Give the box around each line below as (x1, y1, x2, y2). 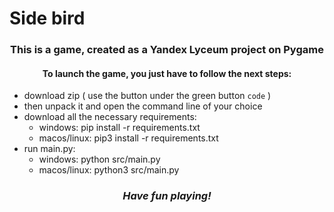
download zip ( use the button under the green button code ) (23, 90, 272, 102)
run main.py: (23, 143, 76, 155)
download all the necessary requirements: (23, 111, 197, 123)
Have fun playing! (122, 189, 212, 203)
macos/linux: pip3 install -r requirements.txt (38, 132, 219, 144)
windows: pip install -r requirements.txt (38, 122, 201, 134)
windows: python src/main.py (38, 153, 161, 166)
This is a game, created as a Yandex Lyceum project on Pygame (10, 43, 324, 57)
